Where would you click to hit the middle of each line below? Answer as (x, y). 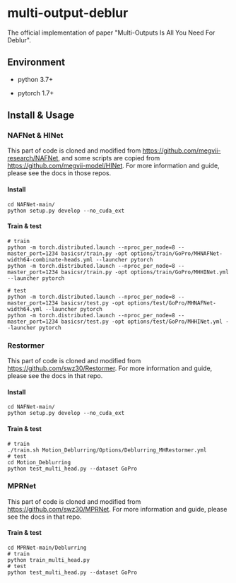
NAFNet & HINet (35, 136)
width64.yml (25, 309)
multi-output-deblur (68, 13)
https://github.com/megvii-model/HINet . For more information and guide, (114, 166)
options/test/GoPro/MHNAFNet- (172, 303)
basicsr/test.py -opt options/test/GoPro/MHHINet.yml (142, 322)
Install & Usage (41, 116)
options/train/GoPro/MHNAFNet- (176, 253)
